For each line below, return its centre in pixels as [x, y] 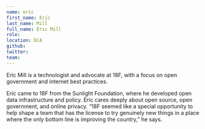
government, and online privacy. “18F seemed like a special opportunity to [100, 106]
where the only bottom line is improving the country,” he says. [84, 119]
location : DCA [24, 40]
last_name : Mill [27, 23]
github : [16, 46]
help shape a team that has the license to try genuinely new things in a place [103, 112]
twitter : [17, 52]
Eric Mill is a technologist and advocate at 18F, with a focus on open [92, 75]
